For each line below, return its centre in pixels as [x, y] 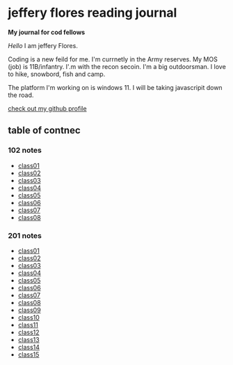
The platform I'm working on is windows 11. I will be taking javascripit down [115, 87]
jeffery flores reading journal [93, 13]
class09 [29, 310]
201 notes [25, 235]
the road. [21, 95]
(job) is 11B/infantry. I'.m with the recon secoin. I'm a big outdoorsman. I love [117, 66]
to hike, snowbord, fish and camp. [57, 74]
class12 [29, 332]
